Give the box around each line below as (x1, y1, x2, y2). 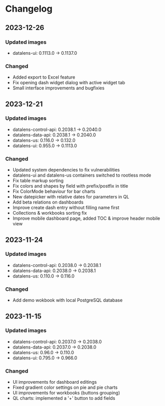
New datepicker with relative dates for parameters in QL (12, 194, 130, 200)
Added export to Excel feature (12, 74, 75, 80)
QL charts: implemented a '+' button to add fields (12, 395, 115, 401)
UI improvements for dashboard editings (12, 379, 97, 385)
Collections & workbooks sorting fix (12, 210, 87, 216)
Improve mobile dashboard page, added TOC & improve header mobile (12, 215, 160, 221)
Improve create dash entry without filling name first (12, 205, 120, 211)
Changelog (5, 3, 53, 15)
